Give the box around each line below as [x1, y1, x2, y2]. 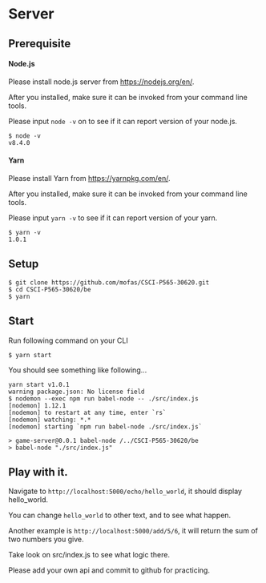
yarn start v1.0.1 [8, 380, 70, 388]
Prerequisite [8, 37, 71, 50]
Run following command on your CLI [8, 336, 128, 345]
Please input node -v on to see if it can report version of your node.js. [8, 116, 238, 126]
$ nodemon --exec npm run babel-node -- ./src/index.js [8, 394, 199, 403]
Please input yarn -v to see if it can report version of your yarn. [8, 213, 218, 223]
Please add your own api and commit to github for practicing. [8, 565, 211, 575]
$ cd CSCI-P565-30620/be [8, 285, 91, 293]
